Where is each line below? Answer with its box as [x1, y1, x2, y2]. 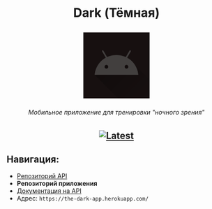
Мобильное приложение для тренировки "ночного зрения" [28, 108, 205, 116]
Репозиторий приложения [16, 180, 98, 188]
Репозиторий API [16, 172, 68, 180]
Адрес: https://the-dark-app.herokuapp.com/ [16, 194, 149, 203]
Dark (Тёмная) [73, 5, 160, 21]
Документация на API [16, 187, 82, 195]
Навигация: [6, 153, 60, 165]
